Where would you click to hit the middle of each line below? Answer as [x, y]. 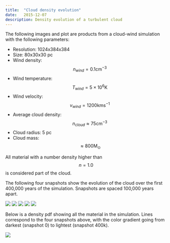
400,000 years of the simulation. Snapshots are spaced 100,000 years [80, 188]
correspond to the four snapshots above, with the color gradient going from [85, 219]
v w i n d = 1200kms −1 [90, 105]
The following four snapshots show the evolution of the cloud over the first [84, 183]
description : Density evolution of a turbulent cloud [64, 19]
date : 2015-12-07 [26, 15]
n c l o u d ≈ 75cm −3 [90, 124]
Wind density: [27, 60]
